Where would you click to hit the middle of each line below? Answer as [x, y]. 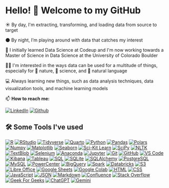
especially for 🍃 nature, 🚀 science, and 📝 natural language [66, 71]
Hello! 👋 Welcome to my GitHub [73, 11]
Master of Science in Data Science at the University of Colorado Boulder [82, 55]
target [12, 30]
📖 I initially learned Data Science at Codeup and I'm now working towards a [84, 50]
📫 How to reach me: [28, 98]
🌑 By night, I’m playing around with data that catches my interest [74, 40]
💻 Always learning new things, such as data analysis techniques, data [79, 81]
